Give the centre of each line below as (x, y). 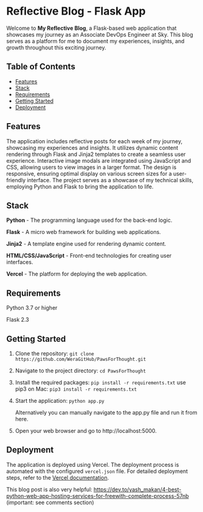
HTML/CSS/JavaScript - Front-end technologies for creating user (89, 256)
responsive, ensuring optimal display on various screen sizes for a (89, 173)
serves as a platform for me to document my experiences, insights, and (95, 41)
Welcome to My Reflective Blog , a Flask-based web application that (91, 28)
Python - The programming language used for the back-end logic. (89, 220)
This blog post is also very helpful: (49, 489)
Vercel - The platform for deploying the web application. (77, 274)
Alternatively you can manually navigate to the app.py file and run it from (106, 412)
